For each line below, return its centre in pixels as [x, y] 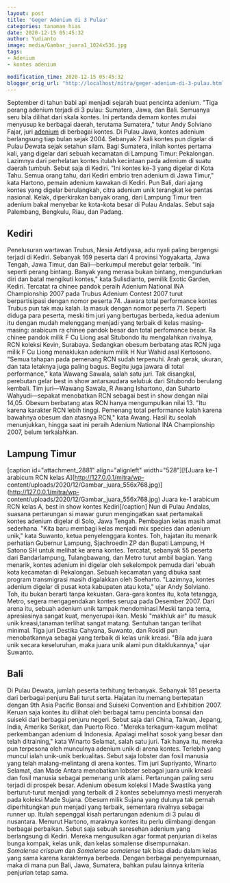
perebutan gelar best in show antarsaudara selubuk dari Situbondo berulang [115, 381]
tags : [15, 52]
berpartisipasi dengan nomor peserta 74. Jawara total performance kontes [112, 301]
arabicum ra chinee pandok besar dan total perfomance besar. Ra [123, 330]
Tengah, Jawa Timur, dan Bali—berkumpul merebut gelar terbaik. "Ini [104, 265]
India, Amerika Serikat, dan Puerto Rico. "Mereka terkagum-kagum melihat [112, 727]
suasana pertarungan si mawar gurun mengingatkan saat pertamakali [105, 514]
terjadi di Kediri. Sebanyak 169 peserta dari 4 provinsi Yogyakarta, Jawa [108, 257]
